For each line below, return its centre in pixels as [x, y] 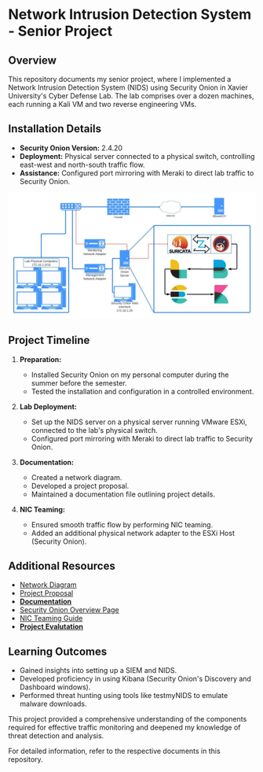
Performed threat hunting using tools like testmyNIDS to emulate [124, 696]
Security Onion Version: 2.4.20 [71, 148]
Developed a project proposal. [80, 486]
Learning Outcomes [58, 651]
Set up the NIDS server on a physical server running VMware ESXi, [139, 422]
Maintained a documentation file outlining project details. [123, 494]
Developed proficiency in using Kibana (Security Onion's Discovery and [135, 679]
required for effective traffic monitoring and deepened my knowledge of [124, 728]
